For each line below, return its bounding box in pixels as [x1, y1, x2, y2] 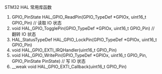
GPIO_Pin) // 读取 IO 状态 [11, 20, 62, 25]
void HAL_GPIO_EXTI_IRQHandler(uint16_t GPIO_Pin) [11, 47, 117, 53]
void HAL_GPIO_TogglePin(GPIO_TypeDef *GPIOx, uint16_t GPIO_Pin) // [11, 25, 155, 31]
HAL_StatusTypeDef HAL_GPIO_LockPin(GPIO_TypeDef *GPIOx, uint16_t [11, 37, 157, 43]
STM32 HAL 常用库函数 [4, 4, 52, 10]
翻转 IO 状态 [11, 31, 36, 37]
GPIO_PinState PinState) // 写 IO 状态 [11, 58, 86, 64]
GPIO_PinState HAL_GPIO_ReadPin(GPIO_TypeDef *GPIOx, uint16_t [11, 14, 146, 20]
